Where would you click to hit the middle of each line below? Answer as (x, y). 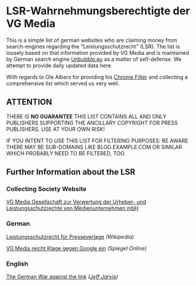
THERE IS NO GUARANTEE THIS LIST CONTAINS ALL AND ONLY (86, 116)
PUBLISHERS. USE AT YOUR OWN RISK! (56, 129)
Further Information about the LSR (71, 172)
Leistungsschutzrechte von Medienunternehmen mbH (72, 208)
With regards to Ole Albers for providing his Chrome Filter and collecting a (97, 77)
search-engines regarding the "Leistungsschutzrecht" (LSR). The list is (93, 46)
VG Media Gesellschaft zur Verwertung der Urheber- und (76, 202)
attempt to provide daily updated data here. (59, 65)
